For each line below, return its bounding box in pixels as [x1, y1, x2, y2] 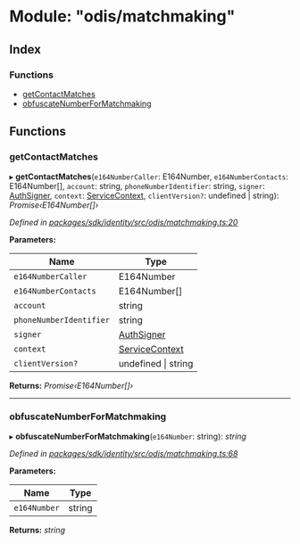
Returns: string [9, 524, 65, 535]
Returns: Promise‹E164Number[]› [9, 380, 134, 391]
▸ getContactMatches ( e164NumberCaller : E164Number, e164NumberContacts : [9, 171, 288, 182]
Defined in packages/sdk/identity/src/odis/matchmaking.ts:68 [9, 448, 238, 458]
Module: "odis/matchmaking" [9, 6, 236, 27]
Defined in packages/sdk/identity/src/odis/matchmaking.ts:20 [9, 217, 238, 227]
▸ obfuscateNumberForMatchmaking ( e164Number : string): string [9, 431, 247, 441]
